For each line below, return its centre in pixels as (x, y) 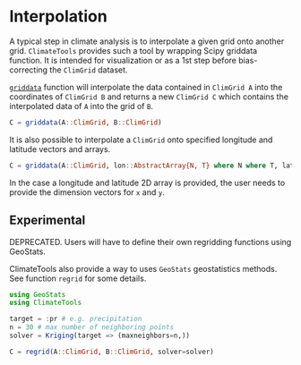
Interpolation (58, 17)
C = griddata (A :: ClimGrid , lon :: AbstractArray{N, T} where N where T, (144, 166)
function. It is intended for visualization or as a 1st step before (123, 60)
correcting (28, 70)
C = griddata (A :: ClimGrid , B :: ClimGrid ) (86, 123)
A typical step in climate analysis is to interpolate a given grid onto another (147, 41)
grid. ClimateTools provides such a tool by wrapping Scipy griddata (133, 50)
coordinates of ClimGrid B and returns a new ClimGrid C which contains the (149, 97)
